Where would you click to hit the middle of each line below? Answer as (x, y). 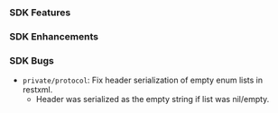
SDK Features (40, 13)
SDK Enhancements (54, 36)
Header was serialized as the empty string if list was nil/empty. (153, 100)
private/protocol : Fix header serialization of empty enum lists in (143, 80)
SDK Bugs (32, 60)
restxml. (37, 90)
